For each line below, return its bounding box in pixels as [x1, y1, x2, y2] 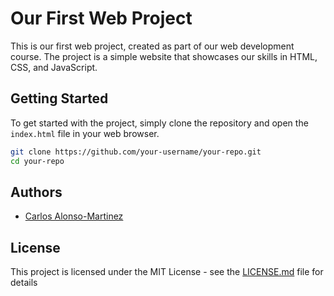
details [10, 277, 38, 289]
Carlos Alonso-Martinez [24, 210, 124, 222]
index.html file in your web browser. [10, 127, 160, 139]
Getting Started [10, 90, 109, 107]
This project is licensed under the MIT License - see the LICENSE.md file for [10, 266, 324, 278]
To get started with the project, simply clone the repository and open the [10, 117, 309, 129]
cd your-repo [10, 156, 65, 166]
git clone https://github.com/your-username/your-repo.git [10, 147, 262, 157]
